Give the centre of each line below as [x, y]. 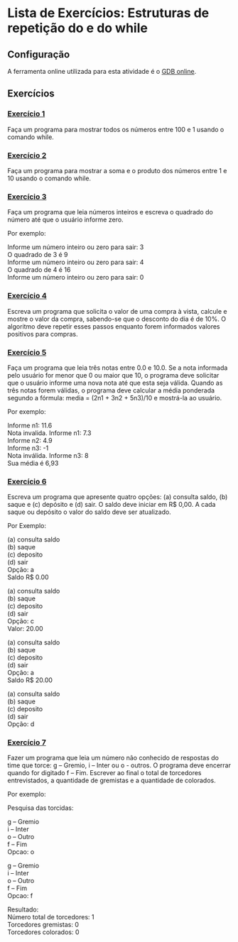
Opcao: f [20, 896]
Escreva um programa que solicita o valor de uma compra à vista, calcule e [117, 311]
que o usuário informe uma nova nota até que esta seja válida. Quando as [115, 383]
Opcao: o [21, 852]
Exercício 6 [27, 481]
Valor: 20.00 [26, 629]
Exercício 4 [27, 296]
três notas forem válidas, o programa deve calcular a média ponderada [111, 390]
